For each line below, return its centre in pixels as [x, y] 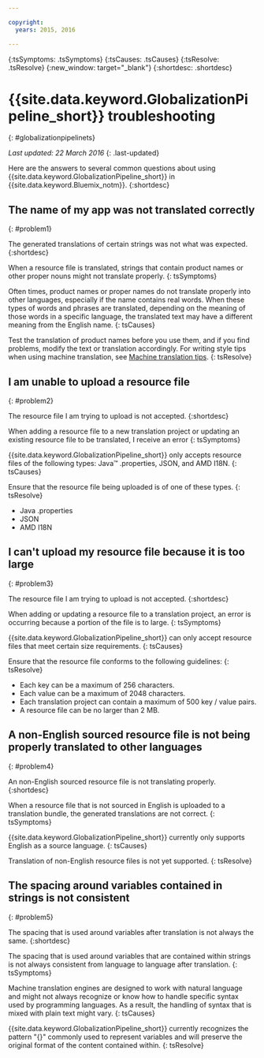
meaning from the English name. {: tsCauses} [82, 325]
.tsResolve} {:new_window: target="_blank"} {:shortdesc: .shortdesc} [120, 67]
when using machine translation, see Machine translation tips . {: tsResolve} [130, 357]
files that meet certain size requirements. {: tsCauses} [96, 646]
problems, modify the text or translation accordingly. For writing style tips [127, 348]
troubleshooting [162, 116]
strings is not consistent [69, 898]
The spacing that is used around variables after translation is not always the [131, 932]
